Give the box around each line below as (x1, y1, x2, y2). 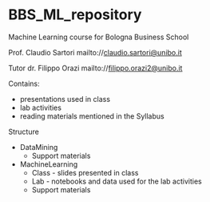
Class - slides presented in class (31, 168, 139, 177)
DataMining (19, 142, 58, 151)
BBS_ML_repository (8, 6, 142, 24)
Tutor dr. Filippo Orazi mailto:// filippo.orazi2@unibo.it (8, 63, 183, 73)
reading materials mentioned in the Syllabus (19, 111, 165, 121)
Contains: (8, 79, 40, 88)
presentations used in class (19, 94, 110, 103)
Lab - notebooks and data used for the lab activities (31, 176, 202, 186)
